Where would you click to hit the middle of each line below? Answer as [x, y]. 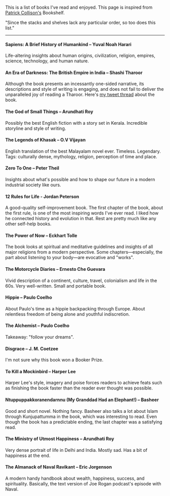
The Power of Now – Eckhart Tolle [41, 235]
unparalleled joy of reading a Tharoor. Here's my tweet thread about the [80, 95]
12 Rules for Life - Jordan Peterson [42, 196]
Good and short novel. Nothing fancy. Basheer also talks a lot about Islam [82, 411]
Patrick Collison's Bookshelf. [35, 13]
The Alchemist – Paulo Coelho [37, 326]
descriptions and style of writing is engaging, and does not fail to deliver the [84, 89]
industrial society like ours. [33, 185]
